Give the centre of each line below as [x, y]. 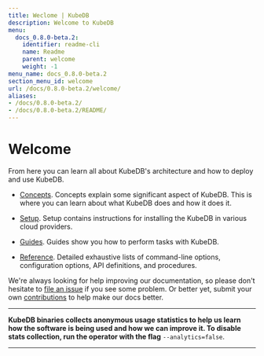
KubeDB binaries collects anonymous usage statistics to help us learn [125, 320]
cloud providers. [46, 226]
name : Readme [44, 52]
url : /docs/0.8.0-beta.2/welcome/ [65, 88]
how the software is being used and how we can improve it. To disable [125, 328]
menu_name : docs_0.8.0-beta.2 [58, 74]
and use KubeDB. [36, 179]
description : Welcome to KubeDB [61, 23]
